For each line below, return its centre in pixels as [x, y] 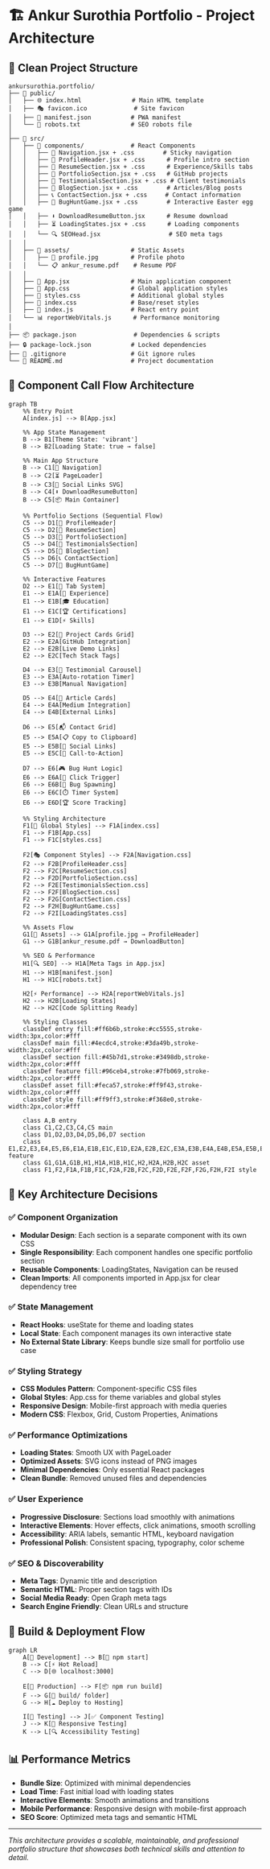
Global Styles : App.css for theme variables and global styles [121, 1397]
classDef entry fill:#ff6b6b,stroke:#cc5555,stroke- [113, 1029]
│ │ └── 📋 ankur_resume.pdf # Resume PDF [92, 266]
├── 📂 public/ [32, 93]
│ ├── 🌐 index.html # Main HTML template [106, 101]
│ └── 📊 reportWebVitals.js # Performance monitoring [114, 318]
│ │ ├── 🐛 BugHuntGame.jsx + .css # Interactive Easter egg [131, 202]
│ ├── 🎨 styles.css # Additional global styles [117, 295]
